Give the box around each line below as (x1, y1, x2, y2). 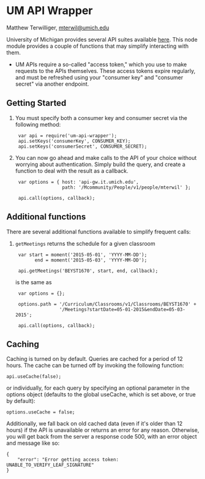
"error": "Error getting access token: (17, 457, 119, 463)
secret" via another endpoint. (15, 80, 89, 88)
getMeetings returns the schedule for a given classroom (15, 240, 155, 247)
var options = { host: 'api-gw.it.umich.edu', (18, 179, 139, 185)
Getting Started (6, 98, 67, 108)
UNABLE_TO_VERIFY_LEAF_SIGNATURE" (6, 462, 95, 469)
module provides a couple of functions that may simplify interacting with (6, 42, 189, 50)
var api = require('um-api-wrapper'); (18, 132, 117, 138)
